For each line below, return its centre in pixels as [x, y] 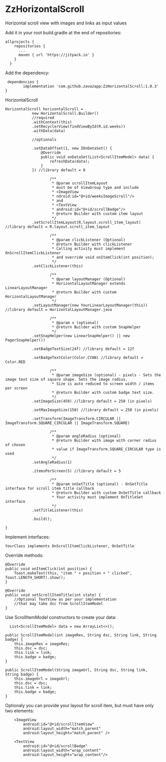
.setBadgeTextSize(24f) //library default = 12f [83, 349]
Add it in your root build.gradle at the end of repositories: [63, 32]
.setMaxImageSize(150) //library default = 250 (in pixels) [95, 410]
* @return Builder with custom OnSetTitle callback [107, 493]
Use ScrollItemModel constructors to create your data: [61, 617]
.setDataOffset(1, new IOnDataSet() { [72, 148]
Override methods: [24, 555]
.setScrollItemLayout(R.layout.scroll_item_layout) [86, 222]
